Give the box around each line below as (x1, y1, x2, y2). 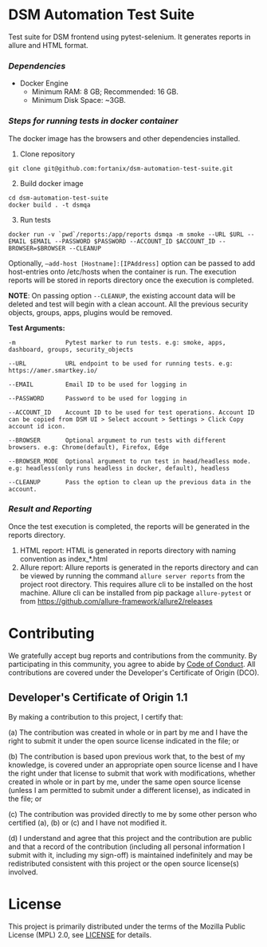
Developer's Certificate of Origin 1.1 (8, 691, 188, 704)
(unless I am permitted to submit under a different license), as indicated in (8, 785, 251, 795)
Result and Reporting (8, 503, 92, 515)
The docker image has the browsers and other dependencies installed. (8, 133, 241, 143)
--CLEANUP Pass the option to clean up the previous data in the (8, 478, 251, 486)
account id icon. (8, 422, 66, 430)
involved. (8, 867, 38, 877)
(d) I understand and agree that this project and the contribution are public (8, 833, 253, 842)
